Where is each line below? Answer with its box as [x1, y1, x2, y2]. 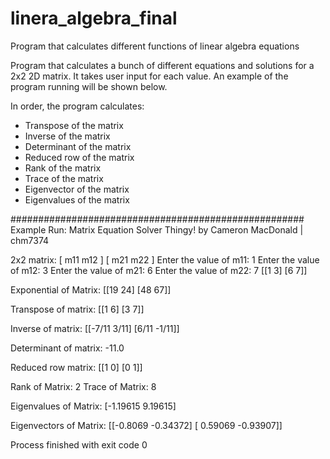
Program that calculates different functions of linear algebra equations [10, 40, 300, 52]
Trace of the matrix [24, 172, 104, 184]
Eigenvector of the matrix [24, 183, 130, 195]
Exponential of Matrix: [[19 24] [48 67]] [10, 283, 172, 296]
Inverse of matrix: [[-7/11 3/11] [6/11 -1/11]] [10, 322, 180, 334]
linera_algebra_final [10, 7, 178, 30]
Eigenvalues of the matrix [24, 193, 130, 206]
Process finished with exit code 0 [10, 438, 148, 451]
